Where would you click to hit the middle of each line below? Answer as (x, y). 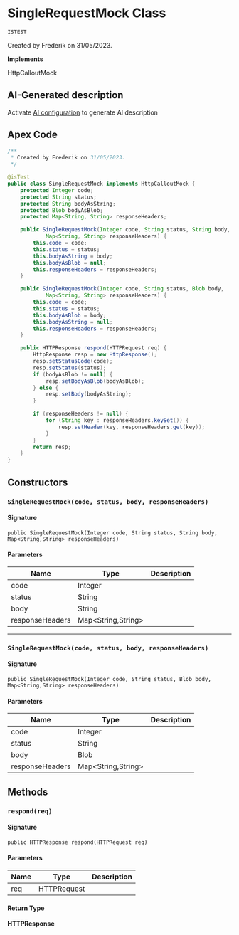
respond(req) (30, 811)
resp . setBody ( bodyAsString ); (89, 394)
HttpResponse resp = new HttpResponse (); (95, 355)
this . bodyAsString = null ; (73, 322)
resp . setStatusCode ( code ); (73, 361)
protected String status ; (59, 197)
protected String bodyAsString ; (68, 204)
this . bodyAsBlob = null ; (70, 263)
